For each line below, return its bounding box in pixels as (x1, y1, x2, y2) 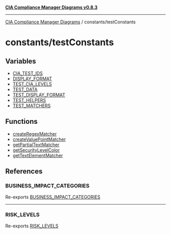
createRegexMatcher (12, 130, 57, 137)
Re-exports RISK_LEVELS (5, 223, 59, 229)
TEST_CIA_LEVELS (12, 81, 52, 87)
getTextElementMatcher (12, 152, 63, 158)
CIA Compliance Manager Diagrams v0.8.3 (5, 5, 98, 10)
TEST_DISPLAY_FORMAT (12, 92, 66, 98)
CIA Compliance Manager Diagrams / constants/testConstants (5, 19, 136, 25)
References (5, 167, 43, 176)
